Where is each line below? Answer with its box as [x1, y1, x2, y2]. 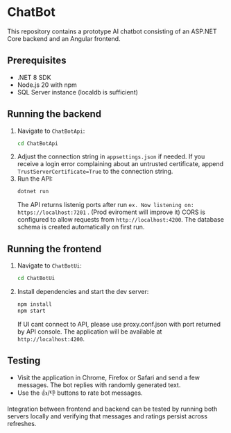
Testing [7, 355, 41, 367]
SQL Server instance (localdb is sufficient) [17, 88, 139, 96]
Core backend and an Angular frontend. [7, 34, 121, 42]
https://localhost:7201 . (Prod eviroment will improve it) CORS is [17, 208, 206, 216]
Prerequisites [7, 55, 67, 67]
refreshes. [7, 419, 37, 427]
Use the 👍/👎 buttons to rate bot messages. [17, 389, 144, 397]
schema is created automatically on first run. [17, 223, 145, 231]
